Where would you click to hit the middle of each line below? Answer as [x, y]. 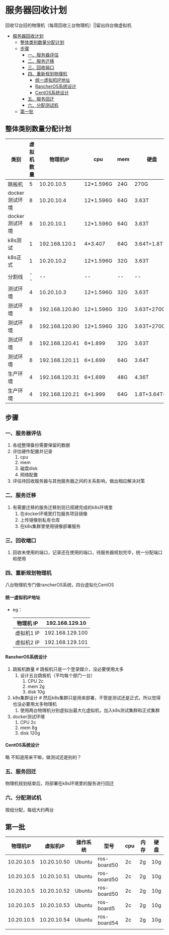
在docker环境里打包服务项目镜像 [54, 514]
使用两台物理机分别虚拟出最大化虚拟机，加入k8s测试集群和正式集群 [90, 710]
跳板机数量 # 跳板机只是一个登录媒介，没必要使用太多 [68, 669]
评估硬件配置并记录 [32, 452]
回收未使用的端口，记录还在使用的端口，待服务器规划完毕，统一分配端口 [87, 552]
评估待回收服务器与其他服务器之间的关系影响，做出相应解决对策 [78, 481]
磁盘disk [29, 468]
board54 [108, 923]
